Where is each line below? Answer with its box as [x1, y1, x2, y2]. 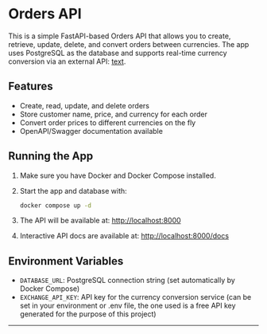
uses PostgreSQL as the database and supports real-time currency [8, 48, 228, 57]
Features [8, 80, 53, 93]
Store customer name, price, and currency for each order [19, 109, 208, 119]
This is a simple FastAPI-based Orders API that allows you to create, [8, 31, 231, 41]
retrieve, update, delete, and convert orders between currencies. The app [8, 39, 250, 49]
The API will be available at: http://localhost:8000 [19, 216, 181, 226]
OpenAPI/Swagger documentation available [19, 126, 163, 136]
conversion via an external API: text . [8, 57, 126, 66]
